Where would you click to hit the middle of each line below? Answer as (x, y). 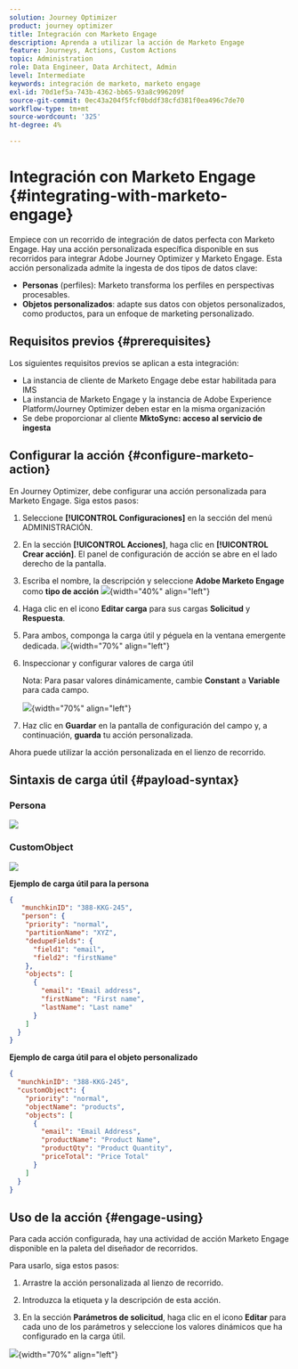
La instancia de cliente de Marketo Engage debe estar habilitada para (149, 380)
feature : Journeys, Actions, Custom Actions (93, 51)
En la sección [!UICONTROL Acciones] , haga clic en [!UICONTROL (145, 544)
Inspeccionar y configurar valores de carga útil (108, 663)
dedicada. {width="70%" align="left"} (96, 646)
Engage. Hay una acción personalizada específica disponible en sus (134, 249)
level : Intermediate (48, 76)
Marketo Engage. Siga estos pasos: (74, 501)
